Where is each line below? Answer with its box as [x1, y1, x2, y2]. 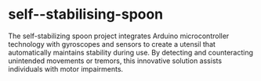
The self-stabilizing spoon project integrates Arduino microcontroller [8, 31, 230, 40]
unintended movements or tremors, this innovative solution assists [8, 56, 222, 65]
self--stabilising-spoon [8, 5, 164, 23]
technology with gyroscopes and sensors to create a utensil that [8, 39, 216, 48]
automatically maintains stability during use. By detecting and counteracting [8, 48, 253, 57]
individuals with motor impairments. [8, 64, 124, 73]
